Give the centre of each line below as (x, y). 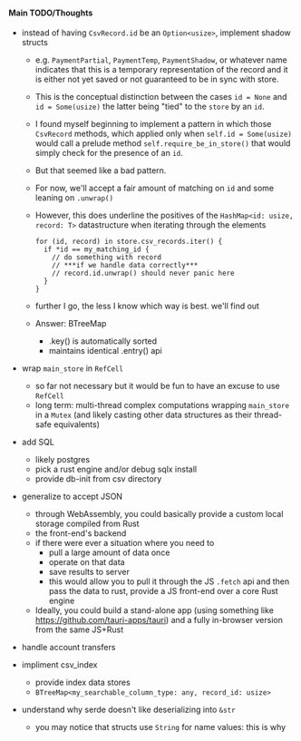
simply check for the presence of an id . (109, 153)
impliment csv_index (59, 665)
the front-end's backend (81, 533)
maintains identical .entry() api (105, 351)
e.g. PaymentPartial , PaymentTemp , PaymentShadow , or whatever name (161, 60)
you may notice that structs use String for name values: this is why (160, 727)
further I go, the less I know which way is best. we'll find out (147, 306)
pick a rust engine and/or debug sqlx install (116, 469)
